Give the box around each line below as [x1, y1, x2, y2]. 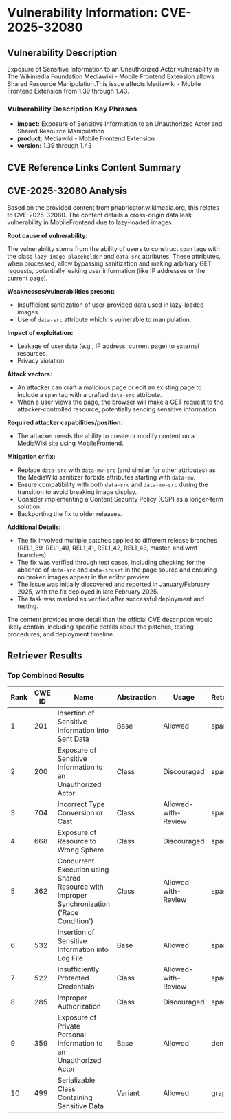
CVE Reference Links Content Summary [7, 162, 181, 173]
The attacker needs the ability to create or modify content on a [16, 431, 195, 440]
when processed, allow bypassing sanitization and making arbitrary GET [7, 259, 212, 268]
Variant [116, 1088, 140, 1098]
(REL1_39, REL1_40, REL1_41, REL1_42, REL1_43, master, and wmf [16, 543, 198, 552]
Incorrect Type [57, 799, 105, 809]
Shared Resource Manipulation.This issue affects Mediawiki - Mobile [7, 80, 201, 87]
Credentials [57, 982, 95, 991]
